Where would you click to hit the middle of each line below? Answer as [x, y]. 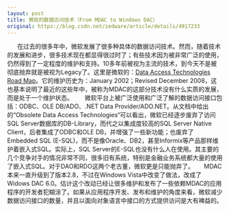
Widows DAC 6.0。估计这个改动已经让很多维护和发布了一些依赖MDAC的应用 [114, 184]
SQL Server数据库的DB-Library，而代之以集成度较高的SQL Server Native [109, 123]
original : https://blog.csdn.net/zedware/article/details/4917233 [104, 26]
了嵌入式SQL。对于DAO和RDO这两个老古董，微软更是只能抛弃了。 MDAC [114, 166]
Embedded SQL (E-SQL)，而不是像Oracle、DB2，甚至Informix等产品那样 [110, 140]
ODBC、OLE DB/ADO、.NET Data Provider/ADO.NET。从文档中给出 [114, 106]
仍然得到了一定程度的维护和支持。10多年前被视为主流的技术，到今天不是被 [112, 64]
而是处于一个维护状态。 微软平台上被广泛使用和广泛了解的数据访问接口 [112, 98]
